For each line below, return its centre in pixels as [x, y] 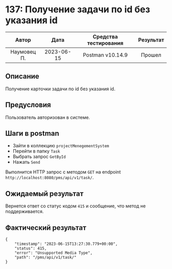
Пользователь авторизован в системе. [48, 117]
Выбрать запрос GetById [39, 157]
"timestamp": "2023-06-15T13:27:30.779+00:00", [66, 244]
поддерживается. [25, 212]
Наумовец [23, 51]
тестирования [105, 43]
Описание [22, 76]
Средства [105, 36]
